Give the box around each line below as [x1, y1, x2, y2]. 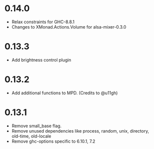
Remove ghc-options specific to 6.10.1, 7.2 [11, 138, 96, 144]
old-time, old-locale [11, 133, 51, 139]
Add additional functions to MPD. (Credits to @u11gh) [11, 90, 118, 96]
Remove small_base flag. [11, 123, 62, 129]
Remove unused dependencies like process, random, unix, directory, [11, 128, 149, 134]
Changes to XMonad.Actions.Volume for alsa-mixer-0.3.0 [11, 24, 127, 30]
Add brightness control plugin [11, 57, 71, 63]
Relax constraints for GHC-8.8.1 [11, 19, 75, 25]
